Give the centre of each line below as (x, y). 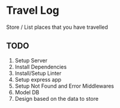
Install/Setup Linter (38, 73)
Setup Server (31, 60)
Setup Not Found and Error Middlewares (64, 86)
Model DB (27, 92)
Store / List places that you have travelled (57, 27)
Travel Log (33, 10)
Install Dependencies (41, 67)
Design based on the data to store (56, 98)
